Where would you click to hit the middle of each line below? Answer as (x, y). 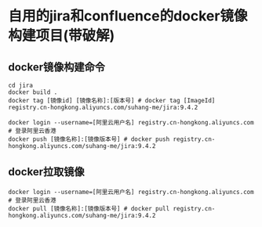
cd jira (21, 85)
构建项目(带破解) (62, 36)
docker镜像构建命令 (57, 67)
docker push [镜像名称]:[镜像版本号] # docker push (89, 139)
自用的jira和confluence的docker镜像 (128, 16)
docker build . (33, 92)
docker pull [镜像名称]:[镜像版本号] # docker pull (89, 208)
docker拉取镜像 (46, 172)
